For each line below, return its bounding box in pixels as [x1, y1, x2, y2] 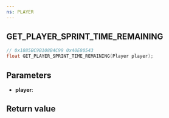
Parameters [6, 70, 52, 80]
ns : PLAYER [6, 9, 34, 15]
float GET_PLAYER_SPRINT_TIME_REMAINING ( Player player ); [6, 53, 154, 60]
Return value [6, 104, 56, 114]
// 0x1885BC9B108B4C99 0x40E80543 [6, 47, 94, 54]
